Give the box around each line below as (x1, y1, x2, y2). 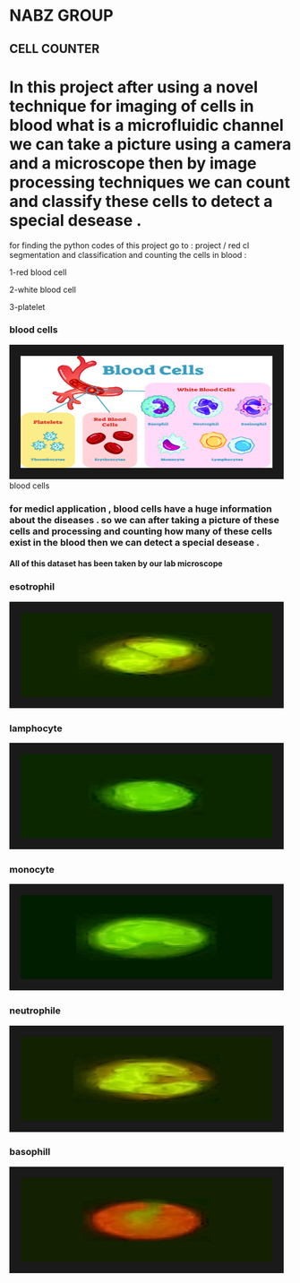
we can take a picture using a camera (9, 133, 292, 154)
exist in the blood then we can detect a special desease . (9, 536, 260, 548)
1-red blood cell (9, 266, 67, 278)
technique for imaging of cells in (9, 96, 254, 116)
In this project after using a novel (9, 77, 258, 97)
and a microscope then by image (9, 153, 257, 173)
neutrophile (9, 1004, 61, 1017)
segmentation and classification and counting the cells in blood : (9, 249, 247, 260)
